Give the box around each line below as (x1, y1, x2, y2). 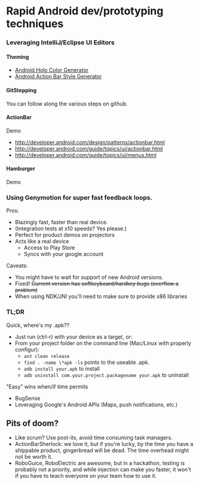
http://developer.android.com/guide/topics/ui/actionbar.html (14, 145, 163, 152)
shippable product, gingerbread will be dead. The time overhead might (14, 447, 189, 454)
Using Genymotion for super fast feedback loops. (6, 193, 152, 201)
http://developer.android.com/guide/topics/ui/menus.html (14, 151, 157, 158)
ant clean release (23, 353, 70, 359)
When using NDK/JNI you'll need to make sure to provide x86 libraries (14, 293, 188, 300)
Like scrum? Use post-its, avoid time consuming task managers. (14, 434, 173, 441)
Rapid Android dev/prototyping (6, 4, 164, 18)
